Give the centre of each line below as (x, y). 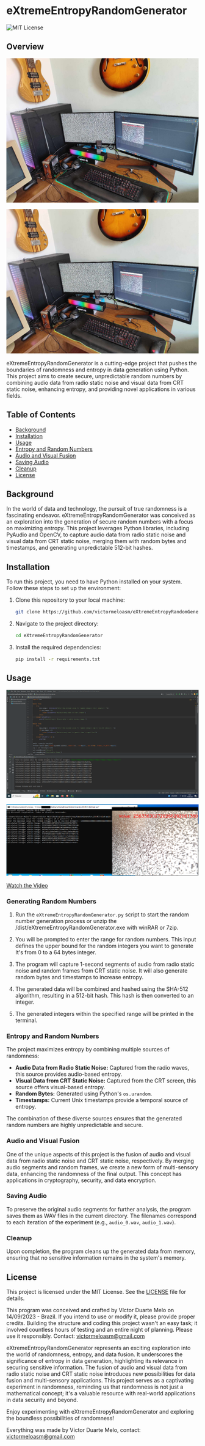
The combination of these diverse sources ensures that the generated (94, 1119)
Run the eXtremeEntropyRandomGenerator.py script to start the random (102, 915)
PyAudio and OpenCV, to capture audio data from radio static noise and (96, 535)
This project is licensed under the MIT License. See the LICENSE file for (96, 1291)
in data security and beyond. (42, 1400)
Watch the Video (27, 885)
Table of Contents (41, 415)
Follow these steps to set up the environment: (63, 588)
